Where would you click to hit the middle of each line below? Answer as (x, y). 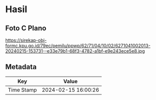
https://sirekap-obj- (26, 40)
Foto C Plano (26, 28)
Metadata (21, 67)
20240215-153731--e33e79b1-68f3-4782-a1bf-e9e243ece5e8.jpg (75, 51)
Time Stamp (23, 90)
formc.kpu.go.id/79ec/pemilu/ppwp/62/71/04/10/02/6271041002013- (78, 46)
